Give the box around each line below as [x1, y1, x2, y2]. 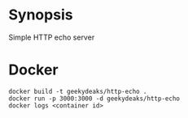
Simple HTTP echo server [8, 32, 95, 42]
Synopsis [8, 6, 73, 24]
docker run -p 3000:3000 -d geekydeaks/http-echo [8, 95, 181, 103]
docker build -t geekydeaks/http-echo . [8, 87, 148, 95]
